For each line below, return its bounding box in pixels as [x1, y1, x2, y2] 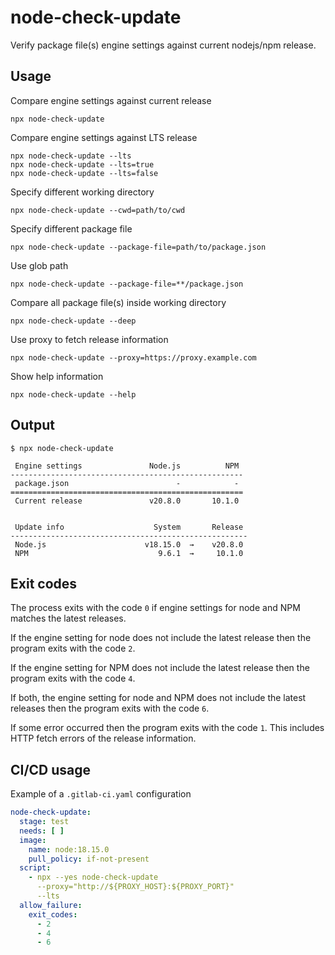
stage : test [19, 817, 70, 827]
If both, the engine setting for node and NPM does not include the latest [10, 692, 307, 704]
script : [19, 863, 52, 873]
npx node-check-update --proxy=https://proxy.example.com [10, 352, 257, 363]
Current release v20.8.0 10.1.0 [14, 496, 240, 506]
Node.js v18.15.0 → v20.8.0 [14, 539, 244, 550]
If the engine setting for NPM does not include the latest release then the [10, 662, 310, 674]
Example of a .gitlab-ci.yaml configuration [10, 788, 192, 800]
